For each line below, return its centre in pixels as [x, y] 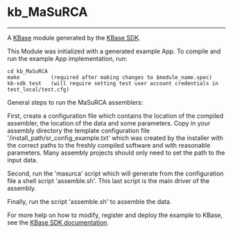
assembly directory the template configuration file [79, 130]
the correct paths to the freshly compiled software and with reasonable [109, 145]
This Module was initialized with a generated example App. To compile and [114, 51]
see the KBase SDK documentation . [58, 222]
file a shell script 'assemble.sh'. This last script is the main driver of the [109, 180]
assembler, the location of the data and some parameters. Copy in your [109, 123]
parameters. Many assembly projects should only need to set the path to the [116, 153]
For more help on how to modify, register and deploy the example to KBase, [115, 215]
